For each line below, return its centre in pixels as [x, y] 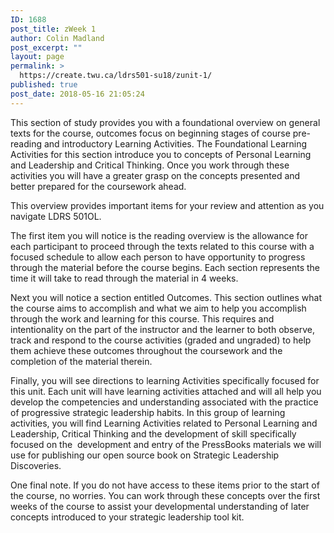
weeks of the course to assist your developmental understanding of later [160, 506]
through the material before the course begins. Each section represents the [165, 267]
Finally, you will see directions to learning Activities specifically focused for [165, 380]
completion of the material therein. [81, 361]
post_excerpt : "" [46, 47]
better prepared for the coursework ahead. [98, 186]
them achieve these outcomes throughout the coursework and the [146, 350]
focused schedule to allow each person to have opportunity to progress [158, 257]
